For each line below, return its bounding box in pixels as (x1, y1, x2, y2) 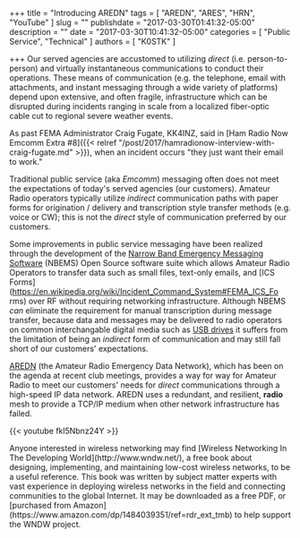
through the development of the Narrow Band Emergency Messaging (9, 248, 264, 259)
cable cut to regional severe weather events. (9, 111, 174, 121)
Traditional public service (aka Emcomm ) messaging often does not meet (9, 174, 279, 184)
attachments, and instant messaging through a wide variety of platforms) (9, 82, 279, 92)
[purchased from (9, 500, 72, 510)
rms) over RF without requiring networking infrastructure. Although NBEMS (9, 295, 287, 306)
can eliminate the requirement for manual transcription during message (9, 305, 272, 316)
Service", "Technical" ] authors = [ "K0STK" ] (9, 36, 176, 47)
